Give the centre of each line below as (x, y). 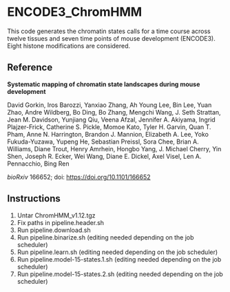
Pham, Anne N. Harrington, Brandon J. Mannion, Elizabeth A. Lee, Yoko (108, 134)
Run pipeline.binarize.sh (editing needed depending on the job (105, 237)
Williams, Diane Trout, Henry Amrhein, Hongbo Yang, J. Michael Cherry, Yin (114, 148)
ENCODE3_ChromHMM (75, 12)
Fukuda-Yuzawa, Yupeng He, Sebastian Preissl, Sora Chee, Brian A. (103, 142)
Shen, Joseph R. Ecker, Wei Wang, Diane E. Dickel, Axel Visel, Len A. (104, 156)
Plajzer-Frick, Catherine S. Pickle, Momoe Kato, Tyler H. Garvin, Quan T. (109, 127)
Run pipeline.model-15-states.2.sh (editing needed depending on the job (120, 274)
